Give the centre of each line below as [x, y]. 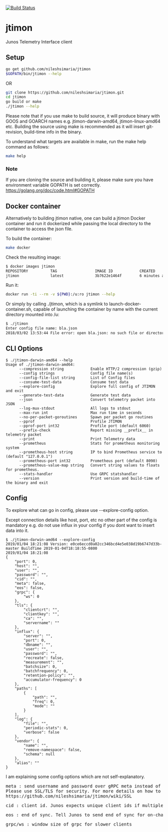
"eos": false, [29, 588]
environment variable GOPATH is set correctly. [53, 185]
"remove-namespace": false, [53, 750]
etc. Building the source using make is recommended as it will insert [76, 127]
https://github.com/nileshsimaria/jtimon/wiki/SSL [69, 796]
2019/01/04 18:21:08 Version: [37, 544]
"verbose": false [41, 732]
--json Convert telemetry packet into [87, 399]
